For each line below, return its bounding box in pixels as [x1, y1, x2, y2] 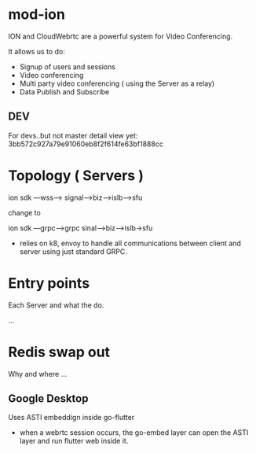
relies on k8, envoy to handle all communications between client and [19, 238, 241, 248]
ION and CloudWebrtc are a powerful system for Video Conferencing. [8, 31, 233, 41]
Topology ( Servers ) [8, 167, 144, 184]
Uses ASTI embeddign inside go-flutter [8, 413, 135, 422]
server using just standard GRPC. [19, 246, 128, 256]
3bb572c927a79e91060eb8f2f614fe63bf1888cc [8, 139, 163, 149]
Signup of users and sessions [19, 61, 116, 72]
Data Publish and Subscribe [19, 87, 110, 96]
